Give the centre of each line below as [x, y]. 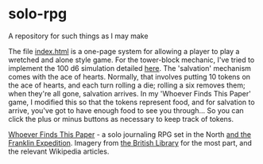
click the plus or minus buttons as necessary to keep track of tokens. [121, 119]
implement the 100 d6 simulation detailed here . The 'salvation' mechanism [130, 68]
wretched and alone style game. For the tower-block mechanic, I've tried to [131, 60]
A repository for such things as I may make [78, 36]
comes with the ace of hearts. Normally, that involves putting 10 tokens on [130, 76]
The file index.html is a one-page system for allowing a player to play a [124, 51]
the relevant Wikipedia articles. [59, 151]
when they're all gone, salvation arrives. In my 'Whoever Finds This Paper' [130, 93]
